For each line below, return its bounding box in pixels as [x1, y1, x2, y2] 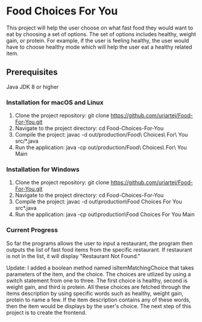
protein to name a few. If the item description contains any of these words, [6, 296, 191, 303]
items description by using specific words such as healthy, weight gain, [6, 289, 184, 297]
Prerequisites [6, 67, 58, 78]
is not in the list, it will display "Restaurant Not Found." [6, 252, 140, 259]
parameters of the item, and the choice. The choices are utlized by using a [6, 270, 191, 277]
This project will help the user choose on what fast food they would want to [6, 24, 194, 31]
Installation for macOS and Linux [6, 98, 104, 107]
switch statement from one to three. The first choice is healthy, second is [6, 277, 188, 284]
